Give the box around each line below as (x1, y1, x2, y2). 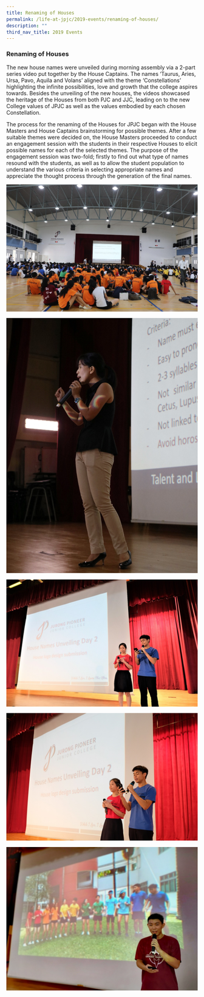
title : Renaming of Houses (6, 10, 75, 16)
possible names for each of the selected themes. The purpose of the (6, 146, 178, 154)
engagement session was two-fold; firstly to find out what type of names (6, 152, 189, 160)
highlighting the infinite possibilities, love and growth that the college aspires (6, 83, 198, 90)
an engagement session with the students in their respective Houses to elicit (6, 140, 197, 147)
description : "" (6, 22, 47, 29)
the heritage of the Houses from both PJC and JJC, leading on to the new (6, 96, 190, 103)
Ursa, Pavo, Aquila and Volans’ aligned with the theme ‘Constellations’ (6, 77, 182, 84)
